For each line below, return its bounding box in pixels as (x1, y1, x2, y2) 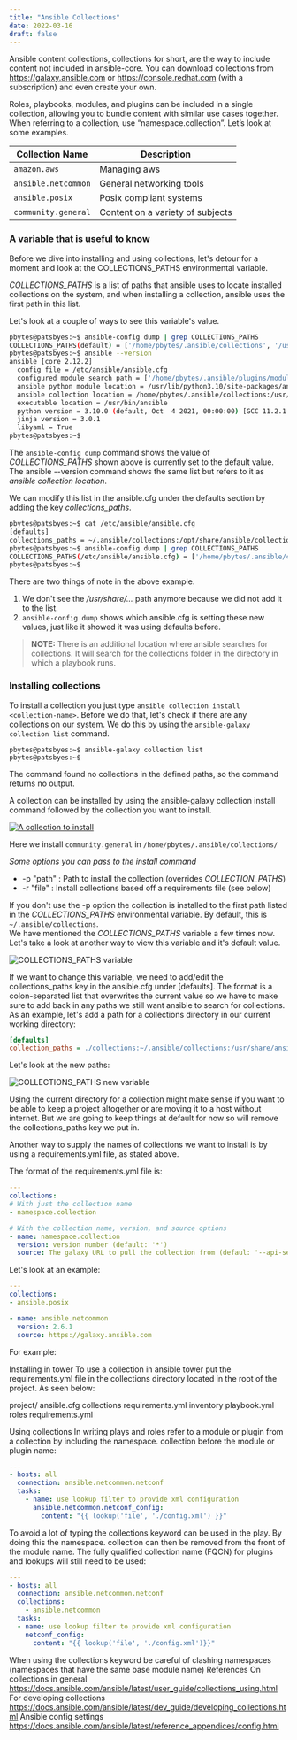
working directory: (9, 1019, 77, 1029)
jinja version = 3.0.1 (17, 415, 101, 424)
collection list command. (9, 728, 110, 739)
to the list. (21, 603, 59, 613)
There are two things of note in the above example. (9, 576, 195, 587)
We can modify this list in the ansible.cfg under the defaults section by (9, 493, 266, 504)
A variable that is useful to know (9, 233, 150, 245)
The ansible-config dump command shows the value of (9, 448, 210, 458)
